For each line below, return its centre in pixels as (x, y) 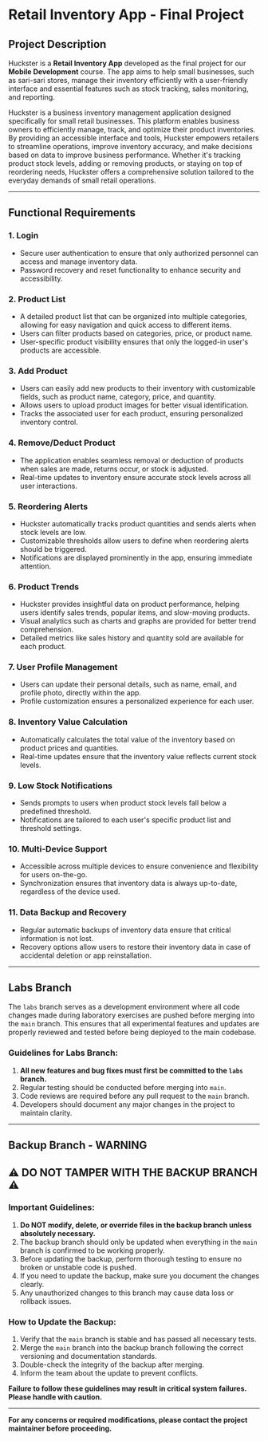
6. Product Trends (44, 586)
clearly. (32, 1284)
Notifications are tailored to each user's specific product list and (125, 820)
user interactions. (49, 486)
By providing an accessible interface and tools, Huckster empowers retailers (134, 138)
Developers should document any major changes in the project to (127, 1104)
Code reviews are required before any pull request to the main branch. (134, 1096)
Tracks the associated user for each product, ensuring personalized (131, 414)
